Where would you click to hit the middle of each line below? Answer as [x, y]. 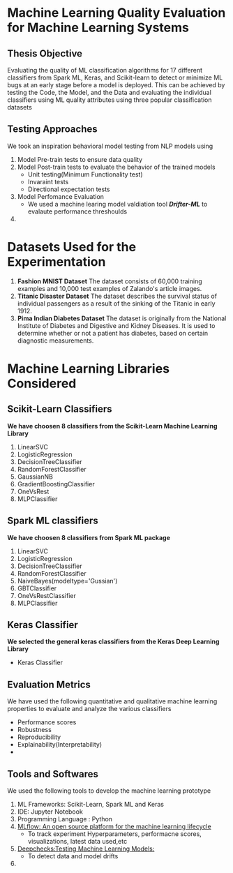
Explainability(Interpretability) [60, 745]
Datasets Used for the [72, 247]
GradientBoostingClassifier [56, 484]
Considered [42, 383]
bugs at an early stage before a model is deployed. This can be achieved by [116, 85]
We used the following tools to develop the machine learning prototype [109, 791]
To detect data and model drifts [73, 856]
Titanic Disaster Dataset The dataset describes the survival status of [117, 296]
